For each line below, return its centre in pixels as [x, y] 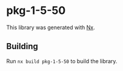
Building [22, 46]
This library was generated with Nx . [51, 27]
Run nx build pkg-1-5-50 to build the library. [62, 61]
